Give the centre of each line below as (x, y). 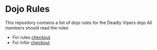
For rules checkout (31, 37)
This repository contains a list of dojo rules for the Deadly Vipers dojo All (79, 23)
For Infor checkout (31, 42)
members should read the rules (37, 27)
